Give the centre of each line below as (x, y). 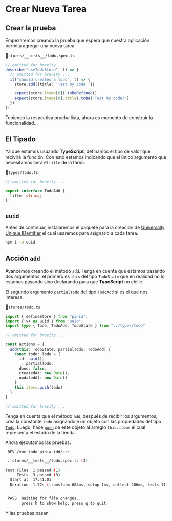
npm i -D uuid (20, 242)
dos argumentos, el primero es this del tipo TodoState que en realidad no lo (85, 276)
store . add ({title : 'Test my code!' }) (55, 84)
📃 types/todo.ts (22, 172)
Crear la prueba (31, 28)
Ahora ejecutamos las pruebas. (38, 442)
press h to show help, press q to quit (64, 503)
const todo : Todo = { (37, 354)
